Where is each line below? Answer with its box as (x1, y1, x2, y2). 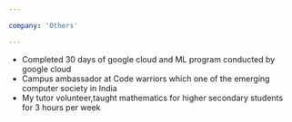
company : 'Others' (8, 21, 78, 30)
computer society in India (21, 82, 117, 93)
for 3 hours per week (21, 101, 101, 113)
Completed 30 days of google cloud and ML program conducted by (21, 53, 276, 64)
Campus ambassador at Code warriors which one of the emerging (21, 73, 270, 84)
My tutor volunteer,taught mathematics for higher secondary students (21, 92, 284, 103)
